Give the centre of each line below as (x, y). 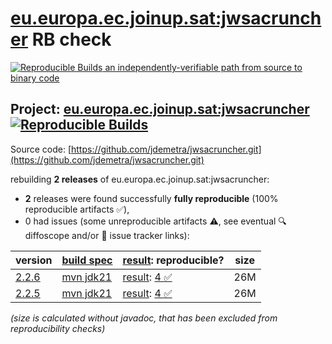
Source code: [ (41, 149)
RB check (71, 39)
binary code (35, 78)
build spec (87, 260)
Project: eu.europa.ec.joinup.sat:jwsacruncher (160, 109)
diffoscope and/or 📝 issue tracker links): (107, 235)
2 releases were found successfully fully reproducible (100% (151, 198)
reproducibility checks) (58, 328)
